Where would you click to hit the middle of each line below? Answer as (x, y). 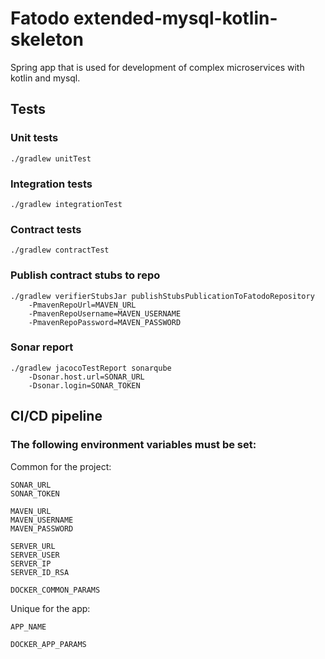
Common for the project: (61, 466)
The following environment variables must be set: (133, 445)
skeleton (47, 39)
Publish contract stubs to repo (85, 275)
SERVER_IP (31, 563)
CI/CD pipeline (56, 416)
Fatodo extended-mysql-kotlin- (144, 18)
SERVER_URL (33, 546)
